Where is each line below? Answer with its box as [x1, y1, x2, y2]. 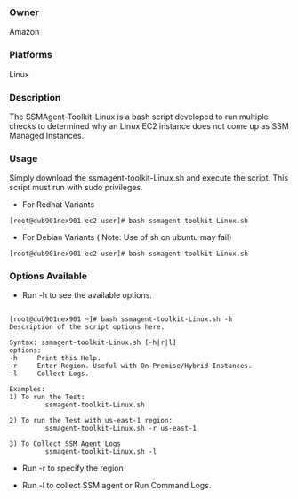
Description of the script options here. [9, 323, 165, 332]
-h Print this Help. [9, 354, 101, 363]
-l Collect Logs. [9, 369, 90, 379]
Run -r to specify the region [21, 463, 125, 473]
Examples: [9, 385, 46, 394]
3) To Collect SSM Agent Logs [9, 439, 122, 448]
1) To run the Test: [9, 393, 86, 402]
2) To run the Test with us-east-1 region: [9, 416, 173, 425]
